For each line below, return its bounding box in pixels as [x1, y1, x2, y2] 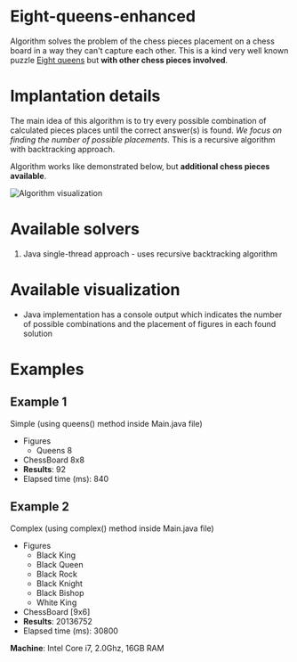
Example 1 [10, 395, 68, 410]
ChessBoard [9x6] [22, 606, 91, 617]
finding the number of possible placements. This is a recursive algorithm [10, 134, 276, 144]
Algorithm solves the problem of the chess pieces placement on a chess [10, 36, 275, 46]
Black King [36, 550, 76, 560]
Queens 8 [36, 445, 73, 455]
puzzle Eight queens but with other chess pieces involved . [10, 54, 229, 65]
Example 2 [10, 499, 69, 514]
